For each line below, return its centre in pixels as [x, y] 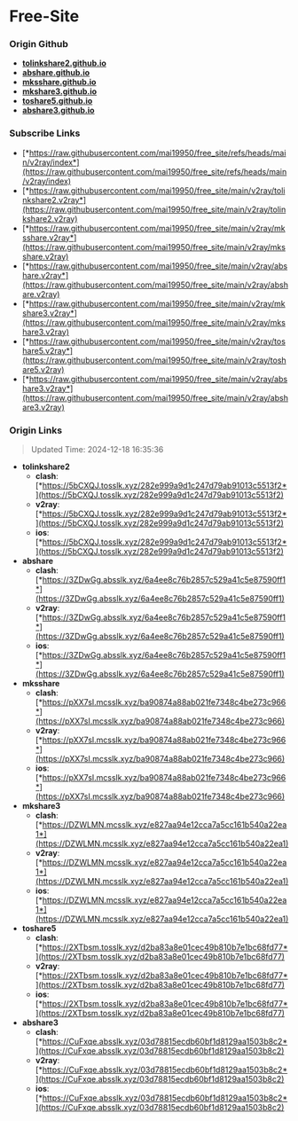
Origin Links [36, 430]
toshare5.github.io [57, 101]
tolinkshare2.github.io [64, 63]
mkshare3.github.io [59, 91]
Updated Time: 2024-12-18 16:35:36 [97, 450]
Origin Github [39, 44]
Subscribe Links [45, 133]
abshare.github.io [56, 73]
